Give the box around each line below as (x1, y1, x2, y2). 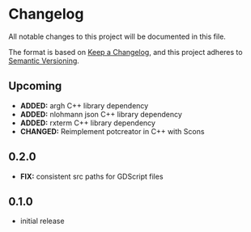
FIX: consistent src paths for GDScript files (19, 171, 164, 181)
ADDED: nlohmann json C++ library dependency (19, 109, 182, 119)
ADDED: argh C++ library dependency (19, 100, 149, 110)
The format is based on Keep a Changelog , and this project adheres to (8, 47, 243, 57)
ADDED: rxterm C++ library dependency (19, 118, 156, 128)
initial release (19, 216, 65, 226)
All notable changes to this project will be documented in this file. (8, 32, 227, 41)
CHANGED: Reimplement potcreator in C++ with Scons (19, 126, 205, 136)
